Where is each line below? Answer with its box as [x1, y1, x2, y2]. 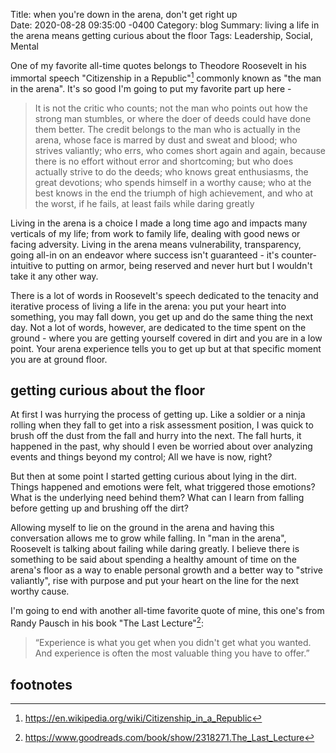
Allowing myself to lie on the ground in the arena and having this [10, 522, 275, 534]
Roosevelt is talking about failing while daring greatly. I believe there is [10, 543, 300, 555]
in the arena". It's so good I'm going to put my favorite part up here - [10, 82, 292, 94]
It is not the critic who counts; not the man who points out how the [34, 102, 308, 114]
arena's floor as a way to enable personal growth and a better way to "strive [10, 564, 323, 576]
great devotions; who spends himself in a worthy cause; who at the [34, 176, 312, 188]
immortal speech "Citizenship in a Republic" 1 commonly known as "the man [10, 70, 322, 84]
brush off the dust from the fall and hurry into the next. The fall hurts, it [10, 430, 302, 442]
